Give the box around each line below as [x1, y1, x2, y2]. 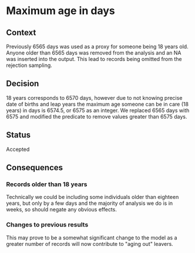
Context [6, 28, 36, 38]
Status [6, 130, 31, 140]
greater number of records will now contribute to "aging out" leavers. [6, 240, 173, 247]
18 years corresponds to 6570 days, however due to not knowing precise [6, 94, 183, 101]
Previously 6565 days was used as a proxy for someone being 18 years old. [6, 43, 189, 50]
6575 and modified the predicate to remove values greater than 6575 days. [6, 113, 187, 120]
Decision [6, 79, 39, 89]
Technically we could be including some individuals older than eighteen [6, 194, 179, 201]
